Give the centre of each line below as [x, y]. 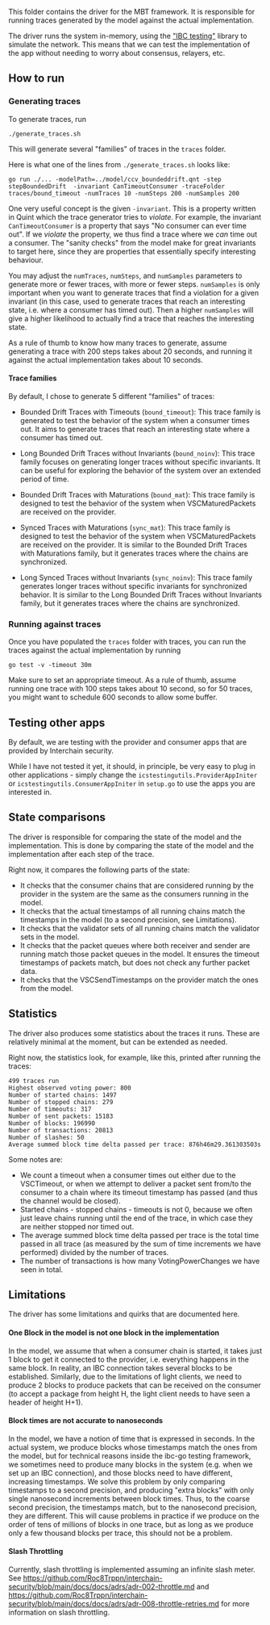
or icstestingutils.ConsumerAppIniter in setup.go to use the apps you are [132, 783]
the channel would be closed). [70, 1201]
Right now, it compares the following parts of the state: [99, 869]
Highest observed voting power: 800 [70, 1088]
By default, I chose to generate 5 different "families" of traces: [112, 396]
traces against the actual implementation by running [95, 650]
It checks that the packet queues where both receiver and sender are [135, 945]
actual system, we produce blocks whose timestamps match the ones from [133, 1447]
